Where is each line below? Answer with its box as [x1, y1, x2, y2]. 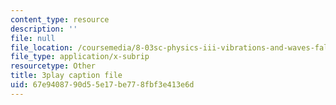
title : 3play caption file [10, 71, 123, 81]
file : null [10, 33, 56, 43]
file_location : [10, 42, 74, 53]
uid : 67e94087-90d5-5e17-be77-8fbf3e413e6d [10, 80, 195, 90]
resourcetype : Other [10, 61, 97, 71]
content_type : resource [10, 14, 110, 25]
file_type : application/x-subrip [10, 52, 150, 62]
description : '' [10, 24, 78, 34]
